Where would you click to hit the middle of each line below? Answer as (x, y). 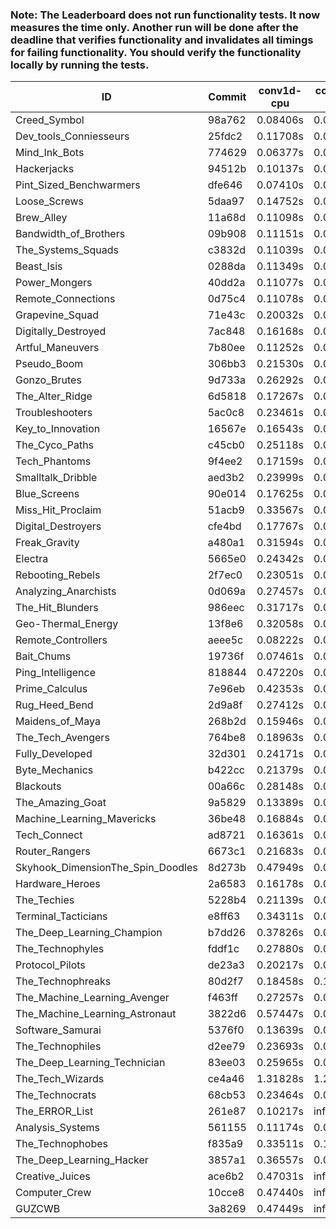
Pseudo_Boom (49, 364)
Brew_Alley (41, 218)
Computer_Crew (53, 1193)
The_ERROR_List (54, 1111)
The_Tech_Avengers (62, 738)
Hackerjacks (45, 169)
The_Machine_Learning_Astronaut (96, 1014)
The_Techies (45, 900)
